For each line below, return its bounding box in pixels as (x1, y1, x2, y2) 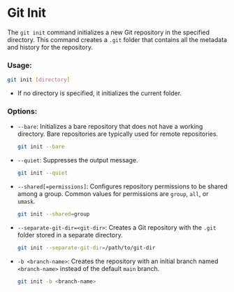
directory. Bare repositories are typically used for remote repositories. (17, 130, 219, 138)
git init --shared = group (17, 211, 90, 218)
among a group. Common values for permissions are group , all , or (17, 190, 209, 198)
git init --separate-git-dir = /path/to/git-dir (17, 244, 156, 251)
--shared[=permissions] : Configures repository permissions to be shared (17, 182, 228, 190)
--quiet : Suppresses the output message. (17, 156, 138, 165)
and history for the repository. (7, 43, 93, 51)
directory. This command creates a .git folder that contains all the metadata (7, 35, 228, 43)
